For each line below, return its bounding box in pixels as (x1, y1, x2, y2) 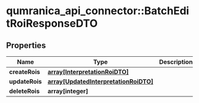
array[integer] (47, 87, 89, 95)
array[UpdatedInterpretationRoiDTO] (47, 78, 154, 85)
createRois (9, 68, 40, 76)
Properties (6, 40, 46, 50)
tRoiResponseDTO (6, 17, 98, 30)
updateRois (9, 78, 43, 85)
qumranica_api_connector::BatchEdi (6, 4, 190, 18)
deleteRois (9, 87, 40, 95)
